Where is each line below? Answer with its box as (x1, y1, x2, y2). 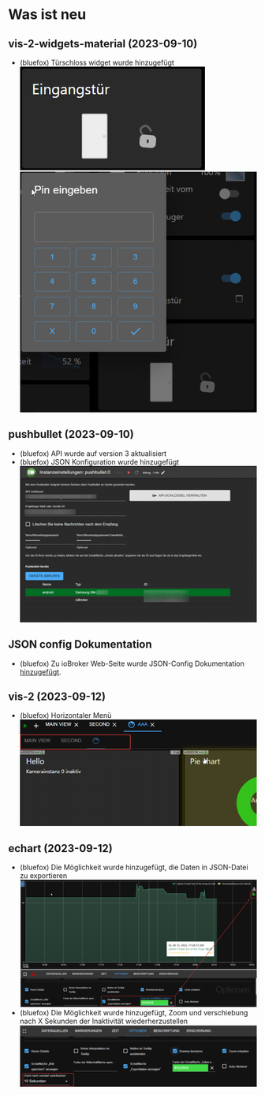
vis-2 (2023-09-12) (8, 690, 106, 704)
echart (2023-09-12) (8, 842, 113, 855)
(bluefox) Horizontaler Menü (19, 711, 112, 720)
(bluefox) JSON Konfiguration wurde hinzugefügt (19, 457, 180, 466)
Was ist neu (8, 6, 87, 24)
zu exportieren (19, 871, 68, 880)
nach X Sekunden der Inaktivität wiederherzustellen (19, 1016, 188, 1026)
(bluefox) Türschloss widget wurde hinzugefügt (19, 58, 175, 67)
